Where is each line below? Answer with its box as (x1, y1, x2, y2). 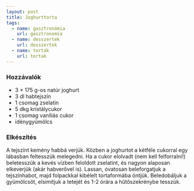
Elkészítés (6, 133, 37, 141)
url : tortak (17, 53, 47, 59)
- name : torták (11, 48, 50, 54)
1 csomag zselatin (14, 99, 59, 106)
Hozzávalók (6, 73, 41, 81)
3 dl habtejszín (14, 93, 51, 100)
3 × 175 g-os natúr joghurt (14, 86, 79, 93)
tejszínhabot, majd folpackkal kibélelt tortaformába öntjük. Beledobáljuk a (6, 172, 187, 179)
